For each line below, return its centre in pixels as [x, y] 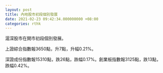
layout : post [19, 10]
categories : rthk [23, 24]
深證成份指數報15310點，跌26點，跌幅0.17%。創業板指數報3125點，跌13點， [83, 60]
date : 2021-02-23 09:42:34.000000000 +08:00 [52, 19]
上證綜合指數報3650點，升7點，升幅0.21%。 [51, 49]
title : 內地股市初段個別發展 [31, 14]
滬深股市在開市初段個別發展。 [35, 38]
